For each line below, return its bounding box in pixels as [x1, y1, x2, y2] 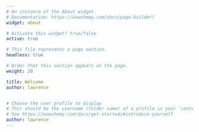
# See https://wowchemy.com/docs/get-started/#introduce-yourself [6, 111, 174, 117]
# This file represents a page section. [6, 47, 108, 53]
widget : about [6, 20, 41, 25]
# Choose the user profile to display [6, 100, 102, 107]
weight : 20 [6, 68, 33, 74]
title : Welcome [6, 79, 44, 85]
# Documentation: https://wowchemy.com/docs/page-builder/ [6, 14, 155, 20]
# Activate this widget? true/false [6, 30, 97, 36]
